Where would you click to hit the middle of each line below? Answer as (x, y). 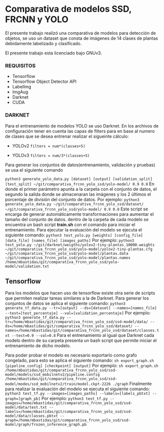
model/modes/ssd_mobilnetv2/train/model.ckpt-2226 (58, 384)
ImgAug (20, 92)
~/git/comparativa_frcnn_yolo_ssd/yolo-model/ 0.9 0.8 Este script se (77, 209)
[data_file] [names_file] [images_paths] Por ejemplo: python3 (70, 240)
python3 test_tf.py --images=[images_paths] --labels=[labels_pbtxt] (78, 394)
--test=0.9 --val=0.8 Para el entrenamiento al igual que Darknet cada (83, 335)
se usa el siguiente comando (34, 170)
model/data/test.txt (26, 407)
